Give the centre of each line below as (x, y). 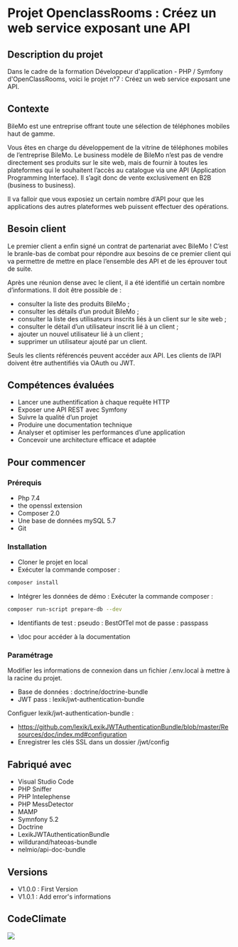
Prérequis (25, 483)
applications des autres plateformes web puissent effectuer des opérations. (118, 206)
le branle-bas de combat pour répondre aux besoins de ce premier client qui (119, 253)
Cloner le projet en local (53, 562)
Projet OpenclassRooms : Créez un (112, 13)
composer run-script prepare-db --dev (65, 609)
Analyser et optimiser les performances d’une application (102, 432)
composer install (33, 583)
